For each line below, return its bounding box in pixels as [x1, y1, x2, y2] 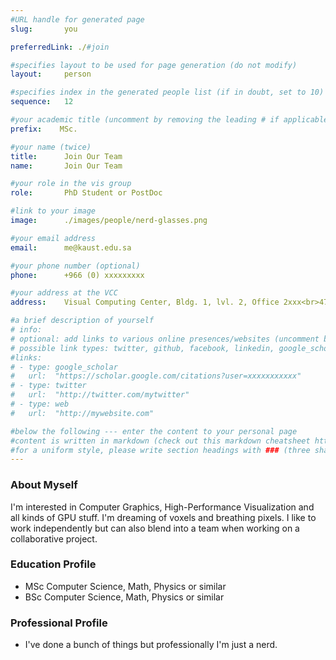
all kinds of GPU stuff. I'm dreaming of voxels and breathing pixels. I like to [10, 511, 317, 523]
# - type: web [10, 399, 70, 409]
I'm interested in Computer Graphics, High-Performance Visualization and [10, 501, 315, 513]
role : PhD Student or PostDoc [10, 188, 163, 198]
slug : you [10, 24, 78, 34]
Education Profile [10, 557, 97, 571]
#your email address [10, 233, 97, 243]
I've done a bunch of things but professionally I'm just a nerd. [24, 639, 278, 651]
